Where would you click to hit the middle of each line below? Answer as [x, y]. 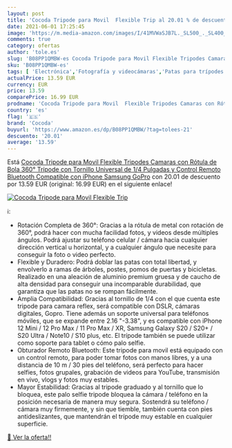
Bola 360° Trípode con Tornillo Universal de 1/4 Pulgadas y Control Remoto [114, 170]
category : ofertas [33, 46]
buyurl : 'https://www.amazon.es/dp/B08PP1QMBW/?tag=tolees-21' [100, 129]
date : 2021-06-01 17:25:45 [46, 26]
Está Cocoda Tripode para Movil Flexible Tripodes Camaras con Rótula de [112, 162]
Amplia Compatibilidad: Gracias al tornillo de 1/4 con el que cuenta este [119, 299]
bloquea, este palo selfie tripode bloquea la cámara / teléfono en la [113, 395]
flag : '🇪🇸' [24, 116]
